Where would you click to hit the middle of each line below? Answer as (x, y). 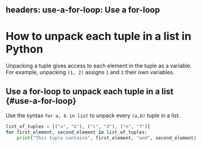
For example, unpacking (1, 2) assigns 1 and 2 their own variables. (90, 72)
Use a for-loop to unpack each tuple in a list (90, 91)
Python (24, 49)
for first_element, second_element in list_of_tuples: (77, 132)
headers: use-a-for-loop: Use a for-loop (83, 10)
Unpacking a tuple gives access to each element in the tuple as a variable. (99, 66)
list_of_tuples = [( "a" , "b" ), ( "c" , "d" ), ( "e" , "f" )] (78, 127)
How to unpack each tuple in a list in (99, 36)
